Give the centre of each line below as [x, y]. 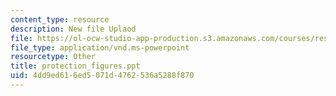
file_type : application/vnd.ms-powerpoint [100, 47]
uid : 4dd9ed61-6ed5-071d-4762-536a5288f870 [102, 76]
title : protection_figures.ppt [75, 66]
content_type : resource [60, 19]
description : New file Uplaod [73, 29]
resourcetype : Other [53, 57]
